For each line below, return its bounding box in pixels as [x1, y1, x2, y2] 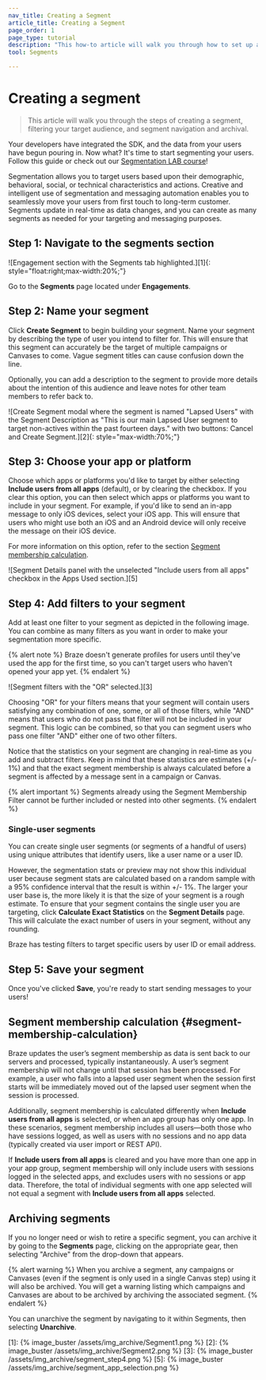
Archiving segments [8, 1211, 111, 1225]
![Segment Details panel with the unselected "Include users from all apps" [8, 566, 249, 575]
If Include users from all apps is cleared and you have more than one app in [8, 1155, 257, 1165]
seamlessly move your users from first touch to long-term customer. [8, 196, 231, 206]
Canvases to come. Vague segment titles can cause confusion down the [8, 350, 244, 360]
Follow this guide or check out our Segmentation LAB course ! [8, 156, 208, 166]
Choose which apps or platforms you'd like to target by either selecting [8, 476, 240, 486]
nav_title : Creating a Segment [8, 11, 112, 20]
